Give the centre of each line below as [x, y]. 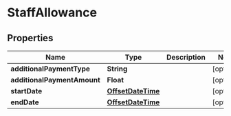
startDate [26, 91]
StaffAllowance [52, 13]
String [117, 69]
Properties [30, 38]
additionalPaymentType [51, 69]
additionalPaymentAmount [56, 80]
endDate [25, 102]
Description [186, 57]
